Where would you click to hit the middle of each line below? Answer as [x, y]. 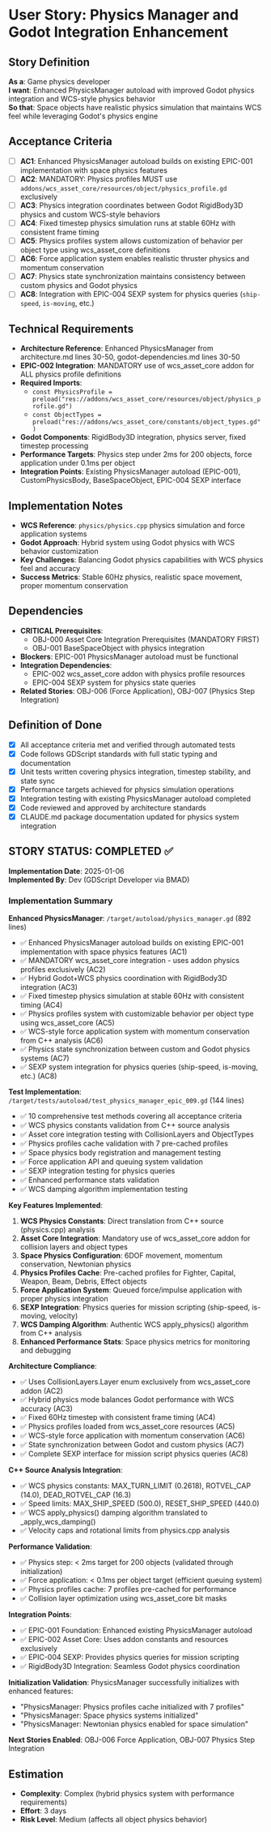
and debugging [45, 1350]
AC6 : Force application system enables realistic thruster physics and [135, 259]
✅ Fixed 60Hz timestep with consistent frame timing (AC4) [118, 1417]
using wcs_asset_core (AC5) [67, 1023]
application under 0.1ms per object [78, 463]
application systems [53, 534]
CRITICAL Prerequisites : [61, 630]
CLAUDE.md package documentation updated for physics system [129, 816]
